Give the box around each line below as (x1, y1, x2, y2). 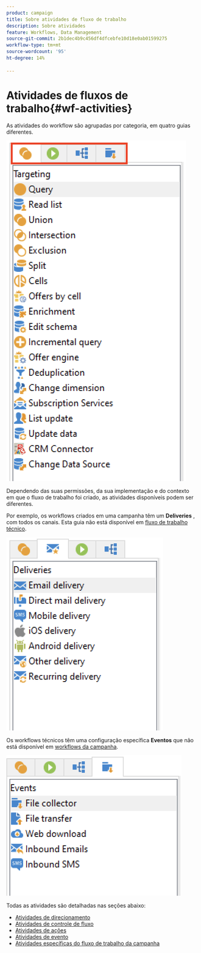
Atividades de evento (15, 933, 69, 940)
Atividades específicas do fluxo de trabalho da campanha (15, 940, 160, 947)
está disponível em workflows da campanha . (6, 743, 119, 750)
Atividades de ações (15, 926, 67, 934)
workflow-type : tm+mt (6, 42, 62, 48)
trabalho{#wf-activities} (6, 101, 133, 115)
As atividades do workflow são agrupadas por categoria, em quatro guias (6, 122, 191, 129)
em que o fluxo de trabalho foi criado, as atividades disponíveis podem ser (6, 494, 194, 501)
